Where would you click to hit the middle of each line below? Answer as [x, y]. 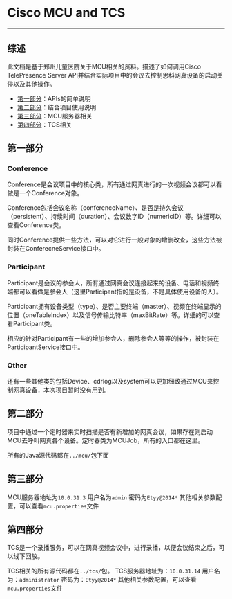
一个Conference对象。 [51, 193]
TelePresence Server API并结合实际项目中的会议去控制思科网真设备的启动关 [115, 75]
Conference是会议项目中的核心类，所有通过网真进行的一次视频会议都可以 [112, 184]
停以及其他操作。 [31, 84]
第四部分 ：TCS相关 [45, 124]
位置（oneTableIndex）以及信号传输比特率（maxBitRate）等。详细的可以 [110, 315]
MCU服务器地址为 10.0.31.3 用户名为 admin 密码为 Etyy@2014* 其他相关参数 [112, 497]
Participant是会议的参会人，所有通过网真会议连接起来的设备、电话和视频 [110, 283]
